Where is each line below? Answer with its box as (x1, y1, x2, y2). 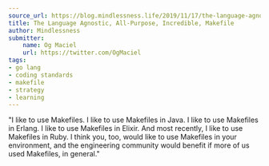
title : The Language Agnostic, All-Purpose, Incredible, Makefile (8, 19, 235, 27)
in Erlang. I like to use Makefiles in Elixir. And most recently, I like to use (8, 124, 243, 133)
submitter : (8, 34, 45, 42)
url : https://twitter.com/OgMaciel (22, 49, 142, 57)
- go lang (8, 64, 42, 72)
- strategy (8, 85, 45, 94)
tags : (8, 57, 26, 65)
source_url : (8, 11, 48, 20)
